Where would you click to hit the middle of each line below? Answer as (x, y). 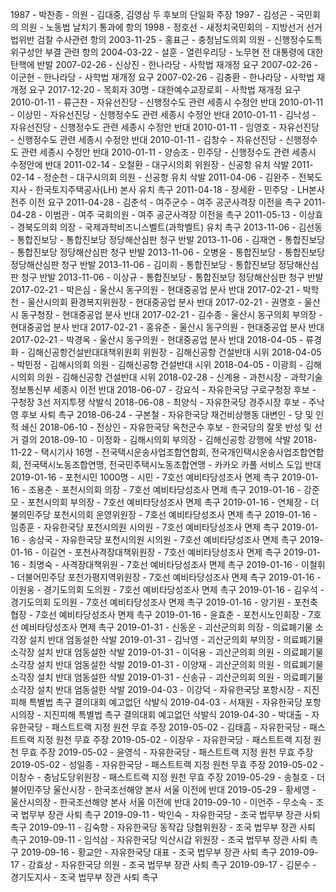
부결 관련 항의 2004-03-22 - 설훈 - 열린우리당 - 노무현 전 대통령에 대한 (184, 52)
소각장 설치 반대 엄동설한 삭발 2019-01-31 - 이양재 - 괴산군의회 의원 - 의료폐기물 (167, 664)
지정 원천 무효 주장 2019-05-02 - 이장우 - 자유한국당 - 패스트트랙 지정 (174, 739)
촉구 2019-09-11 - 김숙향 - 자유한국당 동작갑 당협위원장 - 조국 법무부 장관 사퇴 (163, 827)
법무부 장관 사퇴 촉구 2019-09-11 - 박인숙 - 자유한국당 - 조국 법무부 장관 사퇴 (170, 814)
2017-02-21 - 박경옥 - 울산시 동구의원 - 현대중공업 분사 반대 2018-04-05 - (157, 339)
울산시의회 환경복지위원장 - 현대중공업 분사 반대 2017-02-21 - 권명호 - (165, 302)
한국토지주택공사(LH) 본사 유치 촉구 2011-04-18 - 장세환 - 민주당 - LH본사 (180, 189)
